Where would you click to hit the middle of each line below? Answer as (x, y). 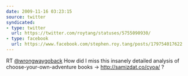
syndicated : (21, 22)
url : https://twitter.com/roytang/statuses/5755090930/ (81, 33)
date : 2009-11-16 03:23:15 (39, 11)
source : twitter (26, 17)
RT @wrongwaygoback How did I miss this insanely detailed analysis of (93, 61)
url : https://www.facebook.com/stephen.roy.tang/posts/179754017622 (97, 44)
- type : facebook (27, 39)
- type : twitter (26, 28)
